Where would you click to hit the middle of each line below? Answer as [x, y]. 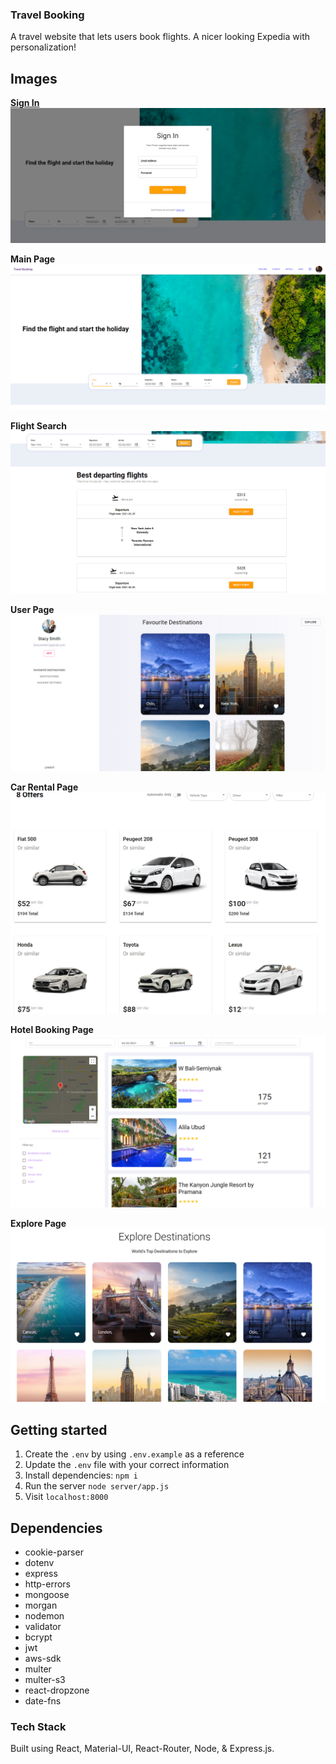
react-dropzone [57, 1690]
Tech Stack [38, 1726]
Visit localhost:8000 [66, 1497]
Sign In [25, 103]
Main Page [33, 259]
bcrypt [38, 1637]
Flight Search [38, 425]
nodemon [44, 1616]
